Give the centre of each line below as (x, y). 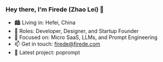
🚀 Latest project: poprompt (47, 53)
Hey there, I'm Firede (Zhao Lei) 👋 (55, 9)
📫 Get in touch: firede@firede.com (57, 44)
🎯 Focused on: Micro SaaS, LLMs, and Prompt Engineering (86, 37)
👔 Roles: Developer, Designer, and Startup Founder (76, 31)
